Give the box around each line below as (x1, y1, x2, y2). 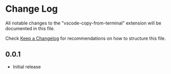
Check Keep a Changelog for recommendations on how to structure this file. (5, 35, 166, 41)
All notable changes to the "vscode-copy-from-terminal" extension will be (5, 20, 161, 26)
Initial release (12, 63, 41, 69)
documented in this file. (5, 25, 55, 31)
